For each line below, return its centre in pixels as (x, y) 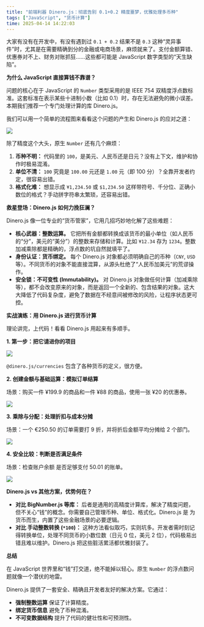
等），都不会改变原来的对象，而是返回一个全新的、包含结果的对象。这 (102, 287)
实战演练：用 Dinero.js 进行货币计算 (51, 315)
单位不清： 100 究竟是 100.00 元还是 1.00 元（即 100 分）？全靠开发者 (102, 171)
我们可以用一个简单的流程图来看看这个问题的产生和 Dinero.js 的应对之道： (99, 119)
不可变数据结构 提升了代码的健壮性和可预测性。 (75, 618)
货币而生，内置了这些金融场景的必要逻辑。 (69, 520)
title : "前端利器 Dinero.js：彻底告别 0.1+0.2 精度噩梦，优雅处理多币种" (93, 12)
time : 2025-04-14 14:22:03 (41, 23)
